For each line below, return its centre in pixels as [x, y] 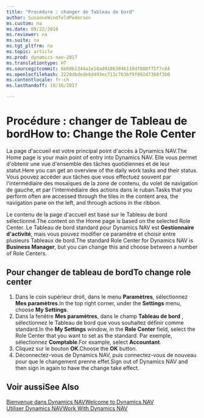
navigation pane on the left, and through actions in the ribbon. [84, 202]
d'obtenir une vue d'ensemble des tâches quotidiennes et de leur [88, 164]
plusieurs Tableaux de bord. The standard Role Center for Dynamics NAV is [100, 240]
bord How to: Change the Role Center [101, 134]
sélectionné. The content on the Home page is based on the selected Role [98, 221]
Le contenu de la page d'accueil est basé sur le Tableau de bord [87, 214]
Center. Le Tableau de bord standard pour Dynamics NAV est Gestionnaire [100, 227]
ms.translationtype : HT [37, 63]
